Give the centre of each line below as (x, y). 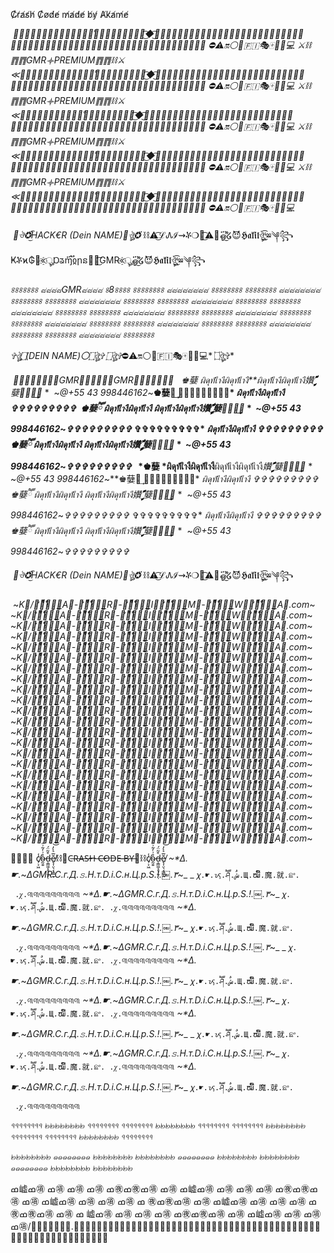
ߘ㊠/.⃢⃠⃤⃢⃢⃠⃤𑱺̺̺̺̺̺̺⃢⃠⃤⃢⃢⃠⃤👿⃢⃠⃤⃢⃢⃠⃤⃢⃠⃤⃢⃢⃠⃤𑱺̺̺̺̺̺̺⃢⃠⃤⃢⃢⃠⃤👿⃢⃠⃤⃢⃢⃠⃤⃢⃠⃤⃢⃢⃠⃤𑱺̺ (165, 1231)
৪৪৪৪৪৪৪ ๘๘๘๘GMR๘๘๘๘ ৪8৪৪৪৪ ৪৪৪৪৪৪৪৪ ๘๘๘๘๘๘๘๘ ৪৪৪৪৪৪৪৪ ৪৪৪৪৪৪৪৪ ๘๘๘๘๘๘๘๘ (165, 289)
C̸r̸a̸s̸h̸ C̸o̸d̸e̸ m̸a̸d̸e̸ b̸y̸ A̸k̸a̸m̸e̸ (69, 14)
